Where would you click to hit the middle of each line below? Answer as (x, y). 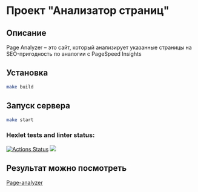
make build (20, 87)
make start (20, 120)
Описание (26, 33)
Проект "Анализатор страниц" (88, 11)
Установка (27, 73)
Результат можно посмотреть (67, 168)
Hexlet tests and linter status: (51, 135)
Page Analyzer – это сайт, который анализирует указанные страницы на (99, 47)
